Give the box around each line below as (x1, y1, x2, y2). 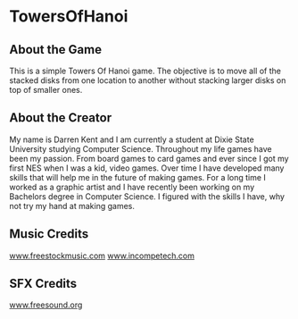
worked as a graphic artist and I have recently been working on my (9, 181, 255, 192)
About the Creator (9, 110, 112, 126)
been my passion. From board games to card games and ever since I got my (9, 153, 289, 164)
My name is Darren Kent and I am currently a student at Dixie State (9, 134, 254, 145)
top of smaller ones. (9, 85, 83, 95)
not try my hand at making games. (9, 200, 136, 211)
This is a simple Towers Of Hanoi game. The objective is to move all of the (9, 65, 281, 76)
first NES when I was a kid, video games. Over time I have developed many (9, 163, 285, 173)
